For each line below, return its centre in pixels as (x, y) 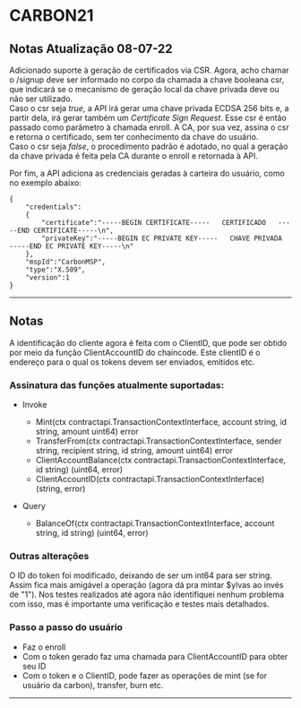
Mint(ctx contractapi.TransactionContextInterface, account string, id (161, 422)
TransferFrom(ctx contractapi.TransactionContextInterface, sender (159, 441)
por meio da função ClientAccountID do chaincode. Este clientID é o (135, 352)
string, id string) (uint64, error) (92, 533)
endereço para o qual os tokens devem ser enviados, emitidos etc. (132, 362)
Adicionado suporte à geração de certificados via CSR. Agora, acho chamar (149, 70)
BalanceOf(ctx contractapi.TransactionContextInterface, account (155, 523)
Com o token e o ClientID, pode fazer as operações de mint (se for (145, 675)
